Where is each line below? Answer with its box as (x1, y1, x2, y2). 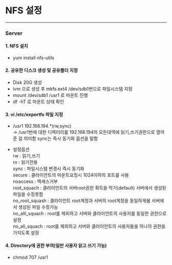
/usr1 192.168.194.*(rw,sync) (12, 123, 72, 129)
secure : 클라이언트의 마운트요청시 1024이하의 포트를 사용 (12, 172, 129, 178)
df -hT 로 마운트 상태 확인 (12, 98, 64, 105)
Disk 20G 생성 (12, 79, 42, 86)
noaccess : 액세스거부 (12, 178, 58, 185)
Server (5, 29, 23, 36)
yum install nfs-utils (12, 55, 55, 61)
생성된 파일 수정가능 (18, 204, 58, 210)
